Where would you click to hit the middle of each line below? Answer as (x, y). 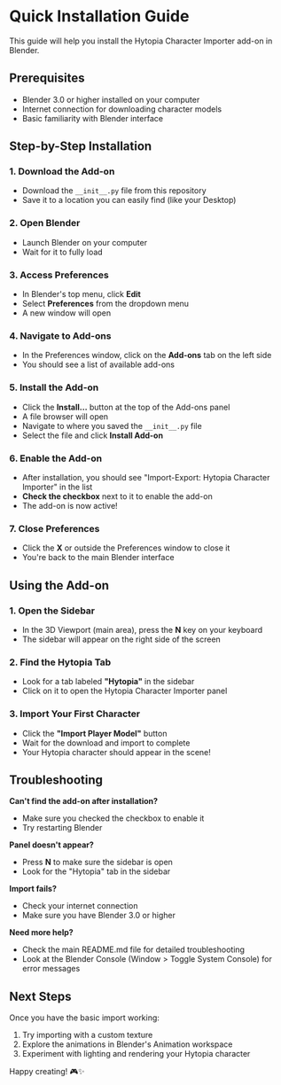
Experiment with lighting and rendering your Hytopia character (136, 1054)
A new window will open (66, 313)
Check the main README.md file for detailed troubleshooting (133, 949)
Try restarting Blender (62, 828)
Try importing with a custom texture (87, 1035)
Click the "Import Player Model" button (94, 733)
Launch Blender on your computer (85, 242)
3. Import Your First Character (74, 714)
